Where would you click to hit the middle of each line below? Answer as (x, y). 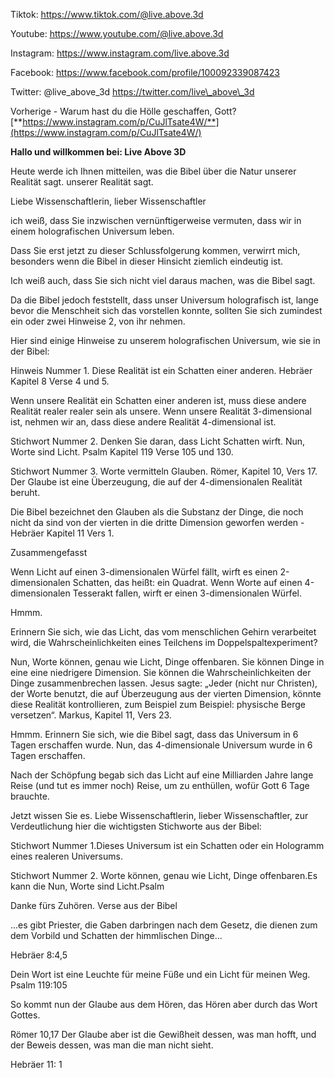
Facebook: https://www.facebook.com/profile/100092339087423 (145, 72)
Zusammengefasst (49, 552)
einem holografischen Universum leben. (92, 231)
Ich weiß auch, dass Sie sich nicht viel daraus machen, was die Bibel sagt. (163, 280)
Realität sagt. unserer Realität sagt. (82, 182)
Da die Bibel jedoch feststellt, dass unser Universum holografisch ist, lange (165, 300)
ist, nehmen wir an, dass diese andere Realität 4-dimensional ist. (143, 422)
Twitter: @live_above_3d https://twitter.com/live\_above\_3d (132, 92)
